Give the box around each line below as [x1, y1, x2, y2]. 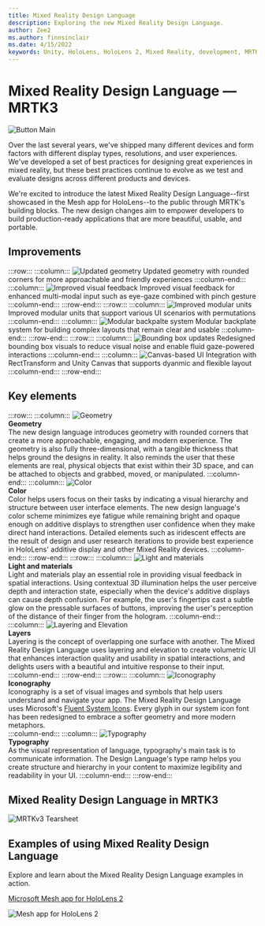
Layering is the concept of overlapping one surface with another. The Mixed [8, 636, 255, 646]
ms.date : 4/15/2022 [8, 41, 73, 49]
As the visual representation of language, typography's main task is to [8, 746, 236, 755]
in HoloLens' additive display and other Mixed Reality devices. [8, 545, 210, 554]
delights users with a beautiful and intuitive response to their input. [8, 661, 225, 671]
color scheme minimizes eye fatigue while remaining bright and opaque [8, 511, 241, 520]
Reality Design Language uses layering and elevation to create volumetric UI [8, 645, 256, 654]
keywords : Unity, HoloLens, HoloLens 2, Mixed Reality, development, [8, 48, 242, 56]
